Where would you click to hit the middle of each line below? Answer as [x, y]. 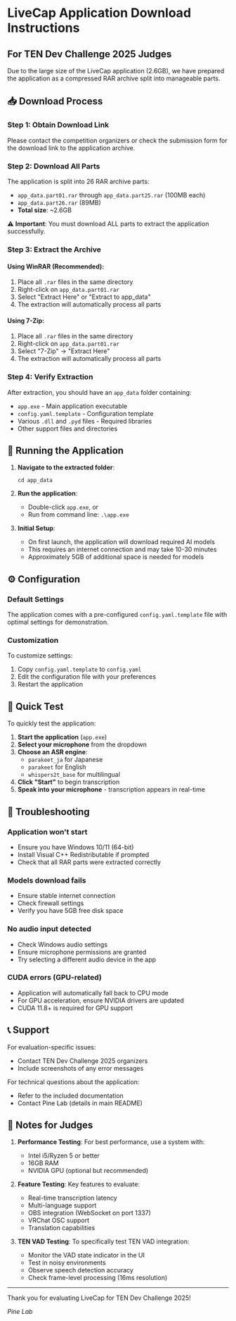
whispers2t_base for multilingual [74, 775]
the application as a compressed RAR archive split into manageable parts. [114, 78]
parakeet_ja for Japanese [65, 760]
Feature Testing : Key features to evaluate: [79, 1184]
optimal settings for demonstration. [58, 622]
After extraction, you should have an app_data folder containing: [99, 392]
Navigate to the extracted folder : [66, 467]
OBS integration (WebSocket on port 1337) [89, 1213]
